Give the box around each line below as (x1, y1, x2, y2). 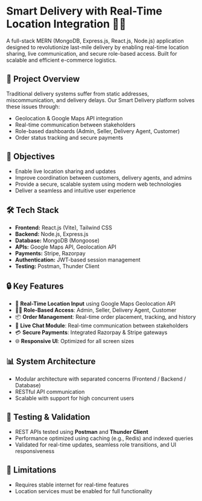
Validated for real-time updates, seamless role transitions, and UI (14, 440, 177, 448)
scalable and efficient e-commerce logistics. (6, 56, 117, 64)
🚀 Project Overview (6, 74, 80, 84)
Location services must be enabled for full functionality (14, 487, 153, 494)
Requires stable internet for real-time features (14, 481, 129, 488)
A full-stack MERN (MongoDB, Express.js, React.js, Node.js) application (6, 37, 184, 44)
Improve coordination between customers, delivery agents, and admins (14, 174, 192, 181)
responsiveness (14, 447, 55, 454)
